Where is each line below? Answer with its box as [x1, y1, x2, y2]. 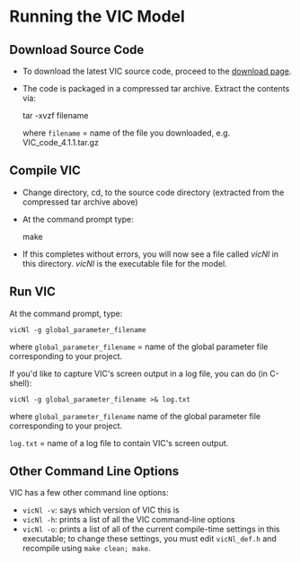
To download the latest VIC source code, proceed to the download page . [22, 66, 292, 76]
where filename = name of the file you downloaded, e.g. [22, 127, 231, 138]
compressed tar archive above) [22, 196, 138, 207]
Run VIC [9, 285, 57, 300]
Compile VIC [9, 163, 81, 179]
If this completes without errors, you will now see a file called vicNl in [22, 249, 278, 259]
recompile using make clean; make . [22, 543, 151, 554]
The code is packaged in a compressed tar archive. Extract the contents [22, 83, 290, 93]
